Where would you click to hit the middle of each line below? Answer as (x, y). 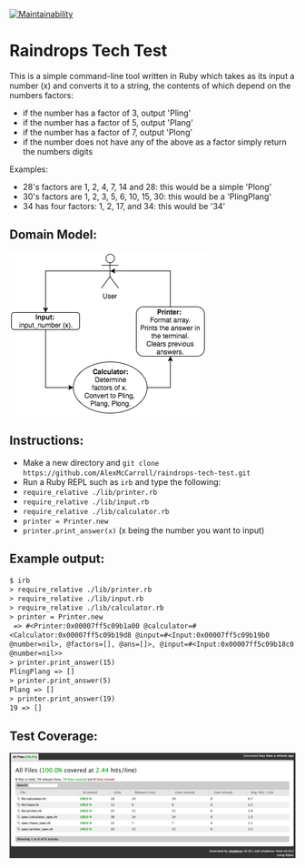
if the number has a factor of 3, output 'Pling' (107, 113)
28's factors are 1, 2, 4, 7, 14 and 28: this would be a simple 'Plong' (147, 187)
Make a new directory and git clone (91, 462)
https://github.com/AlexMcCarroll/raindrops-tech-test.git (137, 473)
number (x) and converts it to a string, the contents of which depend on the (150, 86)
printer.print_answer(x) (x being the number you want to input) (143, 530)
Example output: (57, 558)
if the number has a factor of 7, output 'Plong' (108, 132)
